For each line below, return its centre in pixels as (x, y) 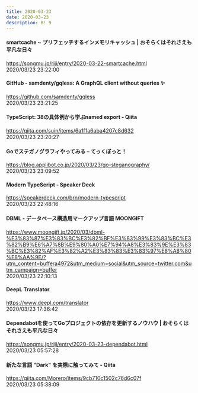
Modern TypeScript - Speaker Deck (51, 185)
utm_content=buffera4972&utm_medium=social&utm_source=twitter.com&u (99, 263)
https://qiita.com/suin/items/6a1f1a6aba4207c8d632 (70, 130)
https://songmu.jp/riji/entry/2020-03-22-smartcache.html (76, 63)
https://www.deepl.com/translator (47, 302)
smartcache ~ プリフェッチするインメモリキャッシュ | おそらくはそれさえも (99, 42)
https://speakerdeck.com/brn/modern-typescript (66, 198)
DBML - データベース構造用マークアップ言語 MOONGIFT (75, 218)
